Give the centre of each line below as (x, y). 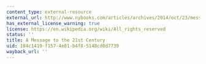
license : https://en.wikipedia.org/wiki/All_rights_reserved (86, 29)
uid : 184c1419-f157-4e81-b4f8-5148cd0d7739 (63, 46)
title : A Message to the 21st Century (56, 40)
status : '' (20, 35)
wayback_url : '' (27, 52)
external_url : (25, 18)
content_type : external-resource (49, 12)
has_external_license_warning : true (53, 23)
